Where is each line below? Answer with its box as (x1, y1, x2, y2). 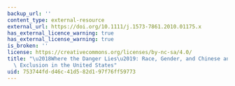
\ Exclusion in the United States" (13, 62, 117, 69)
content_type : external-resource (7, 17, 105, 24)
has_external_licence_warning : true (7, 29, 114, 37)
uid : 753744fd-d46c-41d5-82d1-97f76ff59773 (7, 68, 136, 75)
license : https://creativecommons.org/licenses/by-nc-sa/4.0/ (7, 49, 192, 56)
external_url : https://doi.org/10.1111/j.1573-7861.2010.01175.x (7, 23, 201, 30)
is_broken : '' (7, 42, 49, 49)
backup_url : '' (7, 10, 52, 17)
